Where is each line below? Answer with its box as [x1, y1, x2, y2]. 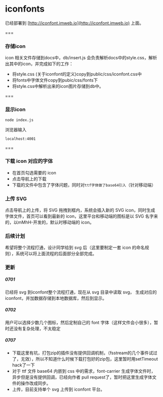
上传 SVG [5, 195, 27, 202]
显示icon [5, 106, 26, 113]
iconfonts [5, 3, 45, 15]
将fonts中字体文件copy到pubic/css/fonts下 [12, 77, 98, 83]
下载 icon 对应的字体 [5, 158, 53, 165]
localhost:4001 [5, 136, 36, 141]
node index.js [5, 118, 34, 122]
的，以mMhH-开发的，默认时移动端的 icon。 [5, 220, 94, 225]
